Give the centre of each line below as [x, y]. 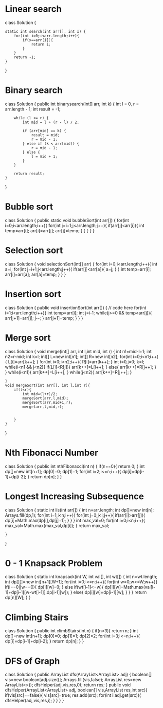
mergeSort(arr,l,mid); [45, 398]
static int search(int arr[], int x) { [45, 31]
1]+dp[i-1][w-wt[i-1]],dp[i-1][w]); [37, 592]
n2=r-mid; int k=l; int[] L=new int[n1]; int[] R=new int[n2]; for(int [69, 356]
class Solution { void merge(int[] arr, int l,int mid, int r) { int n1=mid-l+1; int [78, 351]
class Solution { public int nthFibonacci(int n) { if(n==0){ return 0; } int [75, 466]
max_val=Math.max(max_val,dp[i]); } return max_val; [57, 525]
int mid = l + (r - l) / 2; [51, 122]
